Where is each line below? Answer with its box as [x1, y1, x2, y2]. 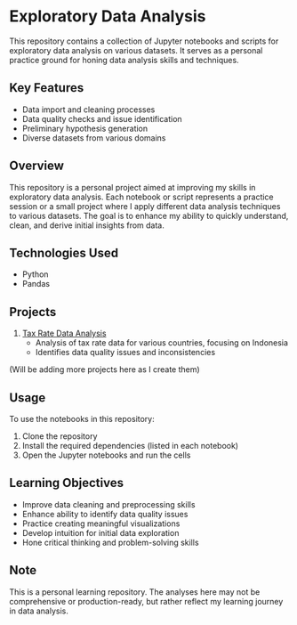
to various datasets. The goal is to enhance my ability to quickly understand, [9, 210, 289, 221]
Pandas [21, 279, 51, 289]
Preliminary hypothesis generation [21, 123, 148, 134]
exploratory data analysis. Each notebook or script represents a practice [9, 191, 274, 202]
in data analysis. [9, 605, 69, 616]
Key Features [9, 80, 84, 95]
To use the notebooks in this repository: [9, 414, 155, 424]
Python [21, 269, 49, 280]
